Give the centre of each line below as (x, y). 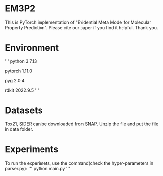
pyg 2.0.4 (15, 80)
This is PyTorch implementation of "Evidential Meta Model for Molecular (78, 22)
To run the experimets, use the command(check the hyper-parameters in (79, 163)
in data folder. (19, 129)
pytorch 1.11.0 (19, 71)
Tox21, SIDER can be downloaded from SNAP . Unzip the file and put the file (82, 124)
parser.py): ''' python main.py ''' (38, 168)
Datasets (24, 110)
